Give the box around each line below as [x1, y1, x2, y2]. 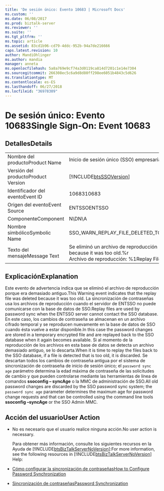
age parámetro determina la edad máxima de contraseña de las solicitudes [5, 368, 155, 374]
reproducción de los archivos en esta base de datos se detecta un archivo [5, 342, 154, 348]
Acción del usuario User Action [5, 413, 100, 422]
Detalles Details [5, 139, 53, 148]
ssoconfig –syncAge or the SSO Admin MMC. [5, 399, 98, 405]
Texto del [7, 247, 29, 254]
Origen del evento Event [7, 201, 61, 208]
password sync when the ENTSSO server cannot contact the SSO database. [5, 311, 159, 317]
